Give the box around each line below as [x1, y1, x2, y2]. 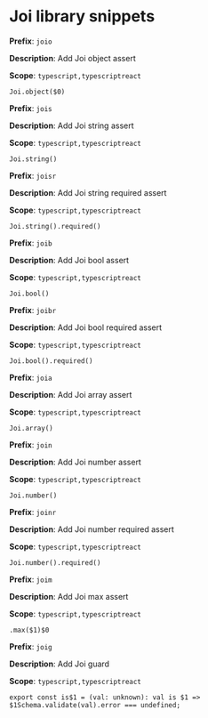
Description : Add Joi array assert [9, 389, 132, 399]
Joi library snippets [9, 6, 156, 27]
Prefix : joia [9, 372, 52, 383]
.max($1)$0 [9, 625, 50, 634]
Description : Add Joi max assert [9, 591, 129, 601]
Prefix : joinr [9, 506, 57, 517]
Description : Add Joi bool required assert [9, 322, 163, 333]
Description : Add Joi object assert [9, 52, 136, 63]
